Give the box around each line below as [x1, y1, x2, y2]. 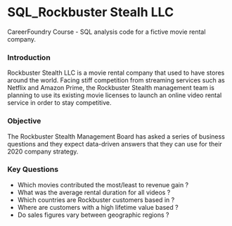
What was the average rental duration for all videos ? [17, 188, 171, 196]
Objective [7, 116, 41, 126]
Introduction [7, 52, 51, 62]
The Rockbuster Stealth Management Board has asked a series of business [7, 132, 225, 141]
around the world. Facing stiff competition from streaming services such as [7, 76, 225, 84]
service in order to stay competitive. [7, 99, 112, 107]
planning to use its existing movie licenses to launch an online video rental [7, 91, 222, 99]
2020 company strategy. [7, 147, 79, 156]
